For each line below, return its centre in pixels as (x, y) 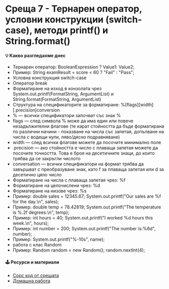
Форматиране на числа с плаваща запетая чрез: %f (69, 180)
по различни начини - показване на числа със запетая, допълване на (88, 132)
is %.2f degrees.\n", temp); (41, 212)
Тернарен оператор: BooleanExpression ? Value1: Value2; (73, 67)
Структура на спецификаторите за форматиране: (66, 105)
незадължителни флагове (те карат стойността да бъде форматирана (88, 126)
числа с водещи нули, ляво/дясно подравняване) (66, 137)
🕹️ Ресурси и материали (32, 262)
